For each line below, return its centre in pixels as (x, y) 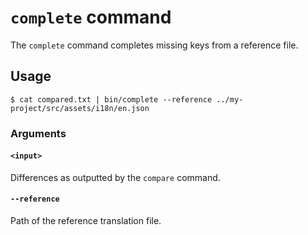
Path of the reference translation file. (86, 221)
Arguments (38, 133)
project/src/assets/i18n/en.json (80, 108)
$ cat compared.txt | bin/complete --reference (111, 99)
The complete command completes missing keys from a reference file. (154, 45)
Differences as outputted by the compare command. (115, 177)
